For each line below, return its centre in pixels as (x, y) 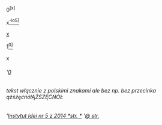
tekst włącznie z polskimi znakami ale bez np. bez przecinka (81, 91)
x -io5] (13, 22)
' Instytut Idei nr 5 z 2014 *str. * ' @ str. (53, 115)
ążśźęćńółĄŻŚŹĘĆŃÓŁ (35, 97)
